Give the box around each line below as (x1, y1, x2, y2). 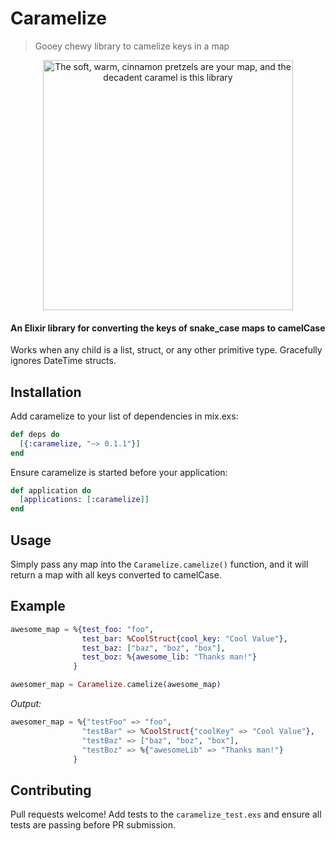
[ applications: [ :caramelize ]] (19, 495, 150, 505)
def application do (10, 485, 92, 496)
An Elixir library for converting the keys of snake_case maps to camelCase (10, 322, 326, 334)
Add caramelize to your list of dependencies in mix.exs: (10, 410, 239, 422)
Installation (10, 383, 82, 401)
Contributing (10, 782, 92, 799)
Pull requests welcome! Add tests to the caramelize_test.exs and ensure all (10, 808, 322, 821)
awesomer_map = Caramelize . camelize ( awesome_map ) (10, 680, 222, 690)
